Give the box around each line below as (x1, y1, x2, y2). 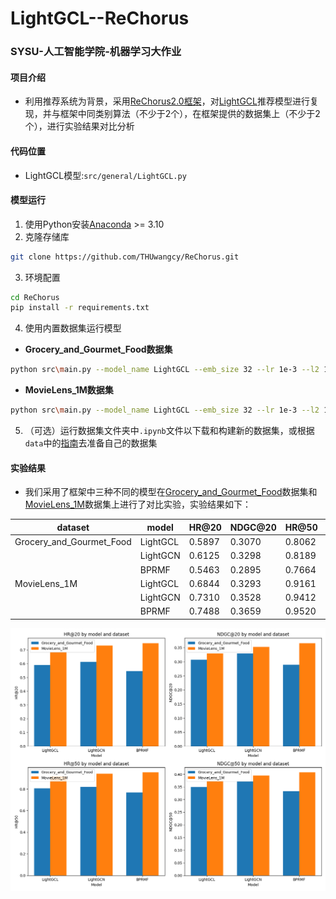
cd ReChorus (10, 292, 60, 302)
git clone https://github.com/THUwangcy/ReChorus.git (10, 252, 240, 262)
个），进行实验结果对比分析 (24, 120, 135, 132)
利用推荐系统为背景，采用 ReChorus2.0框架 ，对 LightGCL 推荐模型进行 (24, 95, 310, 107)
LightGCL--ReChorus (10, 7, 190, 30)
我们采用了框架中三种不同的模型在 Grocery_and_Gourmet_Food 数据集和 (24, 486, 318, 498)
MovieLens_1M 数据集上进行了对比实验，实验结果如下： (24, 498, 252, 511)
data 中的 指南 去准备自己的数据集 (24, 437, 158, 449)
